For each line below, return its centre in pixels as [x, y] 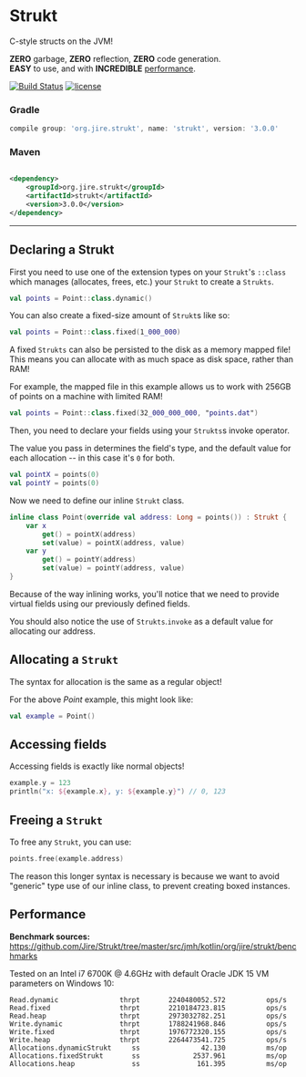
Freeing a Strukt [56, 820]
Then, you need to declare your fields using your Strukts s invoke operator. [149, 430]
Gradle [25, 109]
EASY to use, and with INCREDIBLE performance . [102, 68]
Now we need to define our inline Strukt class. [97, 500]
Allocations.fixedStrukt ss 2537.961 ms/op [148, 1056]
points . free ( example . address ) [67, 859]
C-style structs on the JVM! [61, 41]
